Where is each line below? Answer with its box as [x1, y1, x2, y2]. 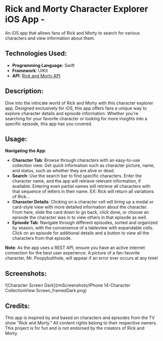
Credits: [5, 302, 30, 310]
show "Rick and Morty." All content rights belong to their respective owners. [5, 320, 157, 326]
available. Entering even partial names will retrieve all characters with [12, 183, 151, 189]
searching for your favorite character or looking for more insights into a [5, 115, 147, 121]
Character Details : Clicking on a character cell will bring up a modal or [12, 199, 154, 205]
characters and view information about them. [5, 35, 95, 41]
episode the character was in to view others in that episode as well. [12, 214, 147, 221]
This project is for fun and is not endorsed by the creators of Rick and [5, 325, 145, 331]
